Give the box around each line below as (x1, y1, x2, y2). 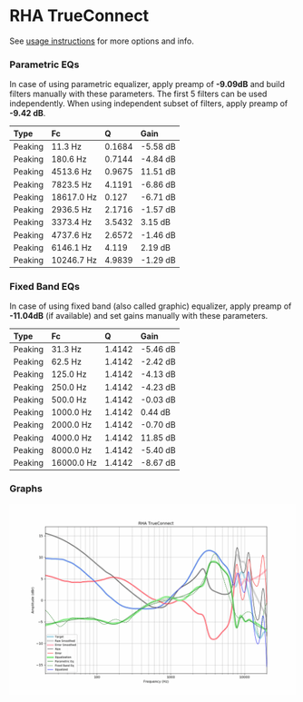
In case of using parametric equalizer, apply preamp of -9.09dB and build (9, 79, 286, 90)
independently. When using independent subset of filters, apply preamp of (9, 98, 288, 109)
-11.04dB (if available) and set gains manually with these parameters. (9, 311, 269, 321)
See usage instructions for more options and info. (9, 35, 195, 46)
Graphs (9, 482, 43, 495)
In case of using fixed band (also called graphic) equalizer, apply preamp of (9, 301, 292, 311)
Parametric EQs (9, 58, 80, 71)
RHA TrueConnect (9, 5, 150, 26)
